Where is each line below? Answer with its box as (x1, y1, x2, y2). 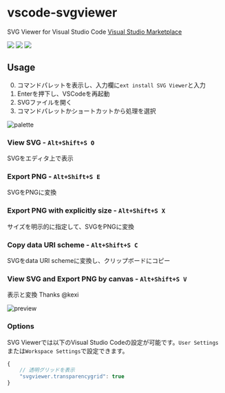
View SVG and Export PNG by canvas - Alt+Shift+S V (7, 274, 187, 284)
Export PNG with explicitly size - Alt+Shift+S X (7, 206, 166, 215)
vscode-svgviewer (7, 5, 118, 21)
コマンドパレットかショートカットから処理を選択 (17, 107, 156, 115)
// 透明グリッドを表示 (19, 367, 76, 374)
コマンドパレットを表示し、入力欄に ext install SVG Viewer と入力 (17, 81, 206, 89)
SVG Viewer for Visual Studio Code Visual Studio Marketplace (7, 28, 182, 36)
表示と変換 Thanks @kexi (7, 290, 79, 299)
